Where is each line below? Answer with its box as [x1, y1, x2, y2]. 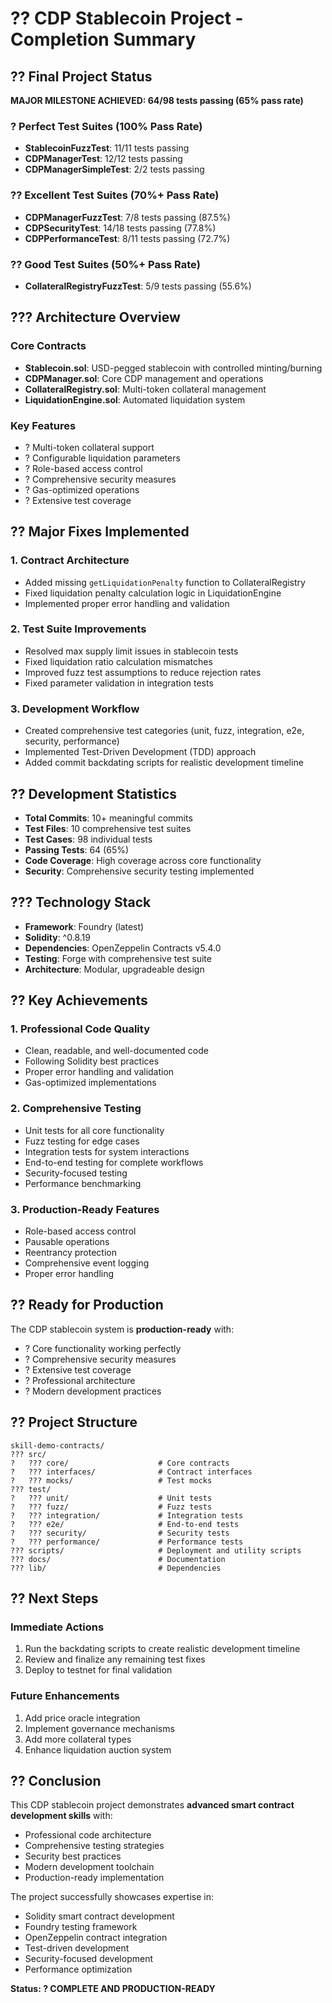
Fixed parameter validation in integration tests [24, 677, 214, 689]
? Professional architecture [24, 1374, 136, 1386]
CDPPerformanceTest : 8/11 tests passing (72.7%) [24, 232, 231, 244]
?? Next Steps [10, 1590, 99, 1607]
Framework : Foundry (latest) [24, 920, 145, 932]
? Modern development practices [24, 1385, 162, 1397]
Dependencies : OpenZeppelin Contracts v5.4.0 [24, 942, 222, 954]
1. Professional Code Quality [10, 1022, 150, 1036]
